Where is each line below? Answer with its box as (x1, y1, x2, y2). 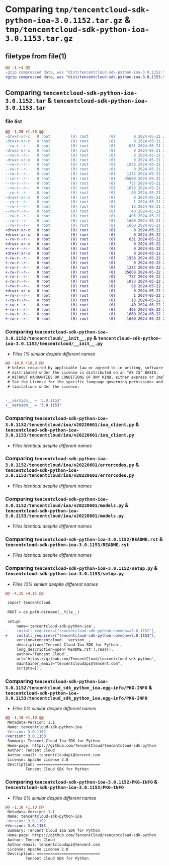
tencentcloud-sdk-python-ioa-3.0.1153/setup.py (5, 571, 124, 577)
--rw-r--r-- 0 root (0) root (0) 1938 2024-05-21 (5, 162, 161, 167)
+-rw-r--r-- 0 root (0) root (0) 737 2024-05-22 (5, 274, 161, 280)
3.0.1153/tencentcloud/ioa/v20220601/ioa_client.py (5, 432, 135, 438)
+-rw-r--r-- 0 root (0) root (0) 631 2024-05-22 (5, 237, 161, 242)
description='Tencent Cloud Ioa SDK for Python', (16, 642, 123, 647)
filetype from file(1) (5, 52, 67, 60)
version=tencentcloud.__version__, (16, 638, 92, 643)
